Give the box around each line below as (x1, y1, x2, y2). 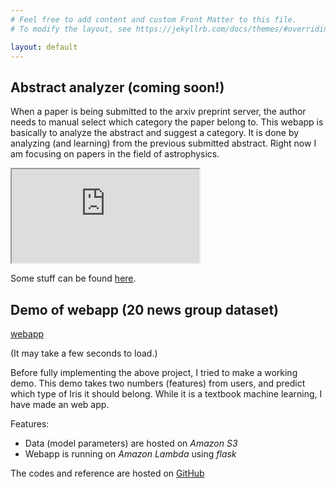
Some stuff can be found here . (10, 272, 137, 285)
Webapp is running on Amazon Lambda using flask (24, 448, 237, 460)
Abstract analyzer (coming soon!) (10, 79, 225, 96)
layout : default (10, 42, 78, 52)
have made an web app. (10, 399, 110, 410)
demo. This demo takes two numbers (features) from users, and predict (10, 377, 306, 389)
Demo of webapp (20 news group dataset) (10, 301, 279, 318)
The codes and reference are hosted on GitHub (10, 467, 205, 479)
